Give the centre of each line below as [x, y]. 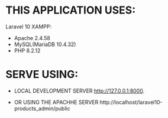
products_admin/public [42, 108]
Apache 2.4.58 [32, 38]
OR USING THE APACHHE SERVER [56, 102]
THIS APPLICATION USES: [71, 10]
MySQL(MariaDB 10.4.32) [45, 44]
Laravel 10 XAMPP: [29, 27]
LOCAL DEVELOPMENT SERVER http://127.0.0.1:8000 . [79, 91]
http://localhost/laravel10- [131, 102]
